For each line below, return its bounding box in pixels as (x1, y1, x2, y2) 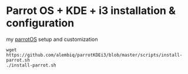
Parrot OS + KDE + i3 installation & (6, 4, 176, 17)
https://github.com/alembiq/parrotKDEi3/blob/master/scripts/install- (6, 52, 183, 58)
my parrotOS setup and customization (6, 36, 98, 43)
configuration (6, 16, 75, 30)
